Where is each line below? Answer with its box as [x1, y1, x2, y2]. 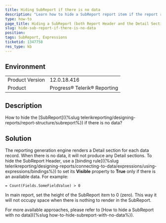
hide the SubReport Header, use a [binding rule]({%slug [5, 158, 119, 164]
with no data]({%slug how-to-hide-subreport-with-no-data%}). [5, 212, 134, 218]
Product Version [7, 76, 45, 83]
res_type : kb [5, 44, 32, 49]
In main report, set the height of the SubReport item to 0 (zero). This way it [5, 192, 157, 198]
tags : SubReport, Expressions [5, 35, 68, 40]
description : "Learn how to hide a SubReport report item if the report [5, 12, 158, 17]
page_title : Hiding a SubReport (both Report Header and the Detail [5, 21, 149, 26]
